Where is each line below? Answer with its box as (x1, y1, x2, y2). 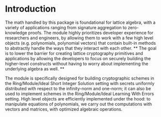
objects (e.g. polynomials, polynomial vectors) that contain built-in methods (5, 40, 156, 46)
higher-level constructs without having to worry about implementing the (5, 61, 149, 67)
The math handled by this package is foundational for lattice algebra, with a (5, 19, 156, 25)
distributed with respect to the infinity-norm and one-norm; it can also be (5, 85, 151, 91)
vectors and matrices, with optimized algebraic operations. (5, 106, 123, 112)
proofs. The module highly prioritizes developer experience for (28, 30, 154, 35)
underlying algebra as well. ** (5, 66, 64, 71)
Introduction (5, 3, 56, 15)
